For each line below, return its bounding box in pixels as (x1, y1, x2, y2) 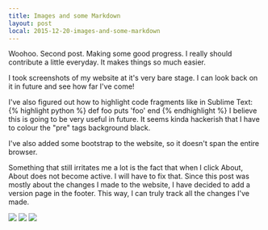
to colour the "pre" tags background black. (8, 123, 151, 133)
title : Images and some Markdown (8, 11, 121, 20)
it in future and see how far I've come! (8, 82, 135, 91)
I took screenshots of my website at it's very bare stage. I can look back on (8, 73, 258, 83)
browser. (8, 147, 38, 157)
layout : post (8, 19, 52, 27)
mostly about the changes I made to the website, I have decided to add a (8, 180, 250, 190)
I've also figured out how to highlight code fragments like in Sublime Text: (8, 98, 253, 107)
